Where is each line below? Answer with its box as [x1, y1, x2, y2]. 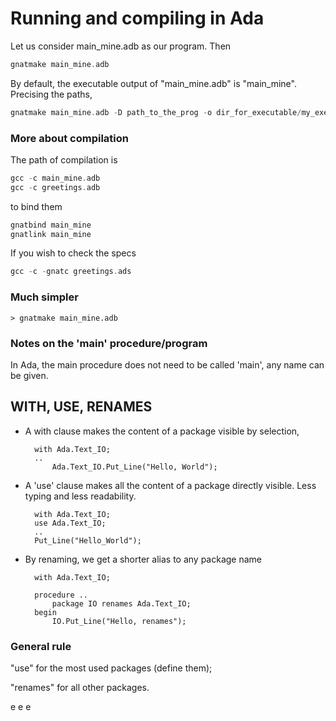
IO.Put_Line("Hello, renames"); [51, 616, 187, 626]
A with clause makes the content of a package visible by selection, [24, 425, 300, 437]
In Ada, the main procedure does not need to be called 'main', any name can [10, 358, 325, 371]
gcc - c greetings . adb [10, 182, 101, 192]
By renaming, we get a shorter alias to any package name [24, 553, 263, 565]
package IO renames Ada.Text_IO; [51, 598, 192, 609]
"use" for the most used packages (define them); [10, 662, 213, 674]
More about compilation [10, 131, 129, 145]
